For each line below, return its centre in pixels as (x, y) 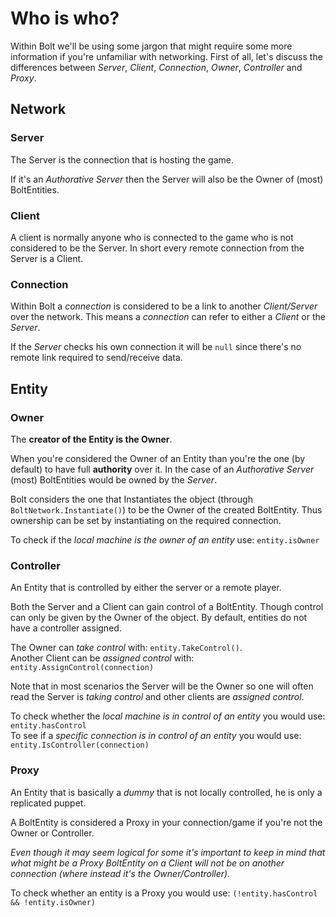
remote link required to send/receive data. (96, 358)
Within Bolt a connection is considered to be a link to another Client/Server (164, 306)
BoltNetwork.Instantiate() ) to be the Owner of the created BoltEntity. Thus (166, 509)
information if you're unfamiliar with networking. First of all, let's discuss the (166, 56)
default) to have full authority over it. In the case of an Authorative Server (162, 469)
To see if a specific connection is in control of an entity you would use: (156, 736)
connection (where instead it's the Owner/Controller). (120, 873)
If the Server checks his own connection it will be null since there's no (156, 347)
